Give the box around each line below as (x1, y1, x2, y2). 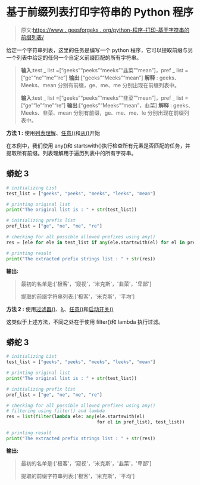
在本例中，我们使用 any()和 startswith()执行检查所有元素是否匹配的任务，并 (6, 142, 191, 149)
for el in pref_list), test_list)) (96, 419, 185, 425)
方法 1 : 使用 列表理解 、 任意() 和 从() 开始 (6, 129, 100, 136)
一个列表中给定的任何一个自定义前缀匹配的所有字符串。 (6, 54, 142, 61)
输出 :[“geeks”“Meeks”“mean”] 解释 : (68, 74, 158, 81)
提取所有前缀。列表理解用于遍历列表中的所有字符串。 (6, 149, 137, 156)
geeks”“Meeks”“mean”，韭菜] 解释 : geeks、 (83, 102, 193, 109)
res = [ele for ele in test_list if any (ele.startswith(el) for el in (6, 240, 185, 245)
